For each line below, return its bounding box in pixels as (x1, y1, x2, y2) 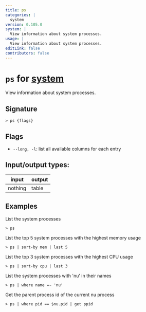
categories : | (5, 12, 36, 17)
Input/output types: (5, 160, 70, 170)
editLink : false (5, 46, 40, 51)
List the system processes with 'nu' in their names (5, 272, 112, 279)
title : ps (5, 7, 27, 13)
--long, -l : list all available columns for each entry (12, 146, 121, 152)
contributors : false (5, 50, 50, 56)
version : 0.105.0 (5, 22, 43, 27)
